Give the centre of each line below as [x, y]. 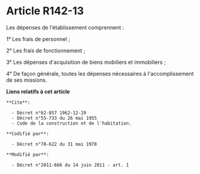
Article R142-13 [45, 11]
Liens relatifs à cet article [38, 91]
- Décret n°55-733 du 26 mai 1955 [54, 118]
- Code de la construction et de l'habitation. [72, 123]
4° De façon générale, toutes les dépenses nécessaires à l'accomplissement [100, 73]
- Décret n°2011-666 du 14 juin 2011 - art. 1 [70, 165]
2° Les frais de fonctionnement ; [46, 50]
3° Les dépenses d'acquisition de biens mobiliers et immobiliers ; [86, 62]
